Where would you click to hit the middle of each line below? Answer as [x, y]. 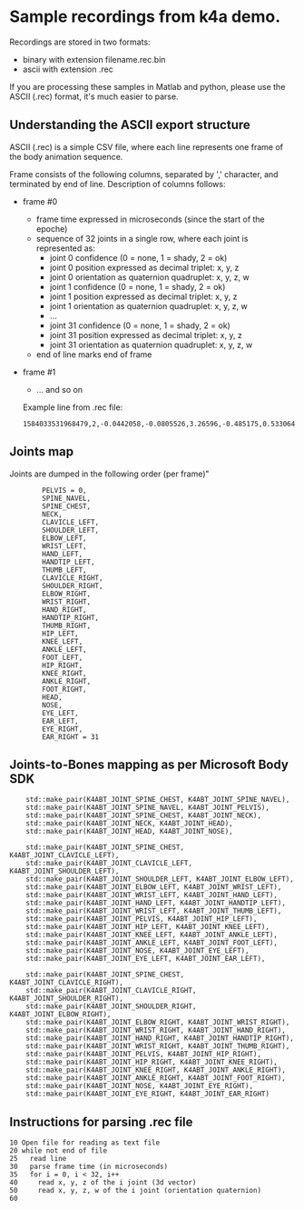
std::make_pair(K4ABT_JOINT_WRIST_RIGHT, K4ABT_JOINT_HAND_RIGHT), [156, 1030]
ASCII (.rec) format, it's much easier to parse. [94, 96]
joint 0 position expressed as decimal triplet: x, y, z [144, 267]
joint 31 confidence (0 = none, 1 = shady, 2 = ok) [140, 325]
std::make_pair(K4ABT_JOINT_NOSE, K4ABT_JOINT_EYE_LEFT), [137, 951]
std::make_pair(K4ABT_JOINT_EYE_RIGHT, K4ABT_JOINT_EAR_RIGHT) [148, 1094]
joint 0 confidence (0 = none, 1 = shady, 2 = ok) [138, 257]
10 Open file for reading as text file [85, 1143]
